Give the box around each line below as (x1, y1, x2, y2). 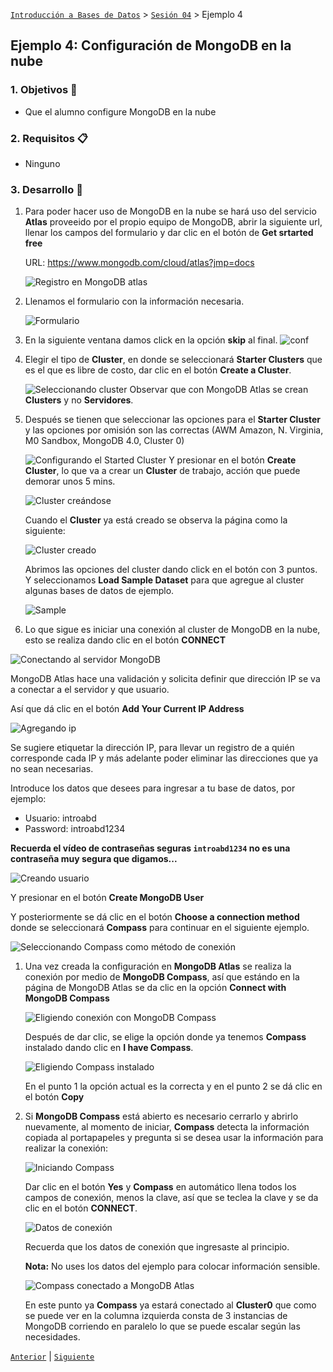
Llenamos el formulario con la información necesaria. (24, 295, 245, 308)
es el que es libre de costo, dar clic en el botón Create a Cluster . (24, 364, 292, 376)
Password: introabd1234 (24, 823, 126, 835)
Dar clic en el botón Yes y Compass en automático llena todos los (24, 1181, 297, 1193)
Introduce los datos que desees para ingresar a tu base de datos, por (10, 782, 296, 794)
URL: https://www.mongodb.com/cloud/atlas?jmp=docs (24, 257, 255, 269)
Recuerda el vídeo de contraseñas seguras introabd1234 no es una (10, 842, 291, 854)
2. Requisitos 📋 (10, 131, 89, 145)
